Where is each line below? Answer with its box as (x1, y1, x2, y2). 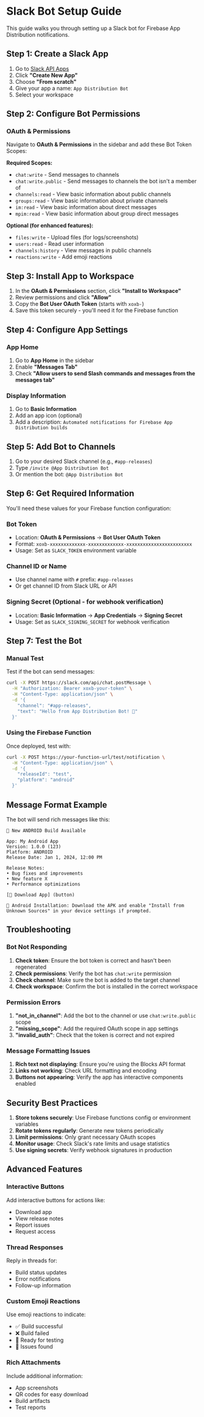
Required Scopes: (6, 159, 53, 166)
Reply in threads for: (6, 1257, 57, 1264)
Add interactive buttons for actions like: (6, 1196, 106, 1204)
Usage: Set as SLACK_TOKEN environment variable (15, 547, 137, 554)
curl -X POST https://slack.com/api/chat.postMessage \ (6, 680, 151, 686)
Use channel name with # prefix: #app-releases (15, 576, 134, 583)
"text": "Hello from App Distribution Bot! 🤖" (17, 708, 138, 714)
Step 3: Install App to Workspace (6, 271, 134, 281)
